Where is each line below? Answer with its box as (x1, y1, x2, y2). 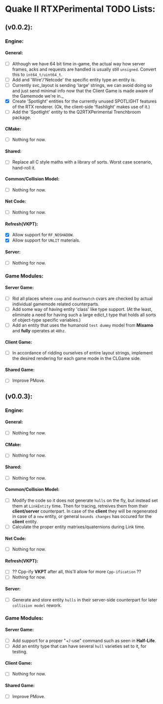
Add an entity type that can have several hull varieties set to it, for (12, 643, 147, 649)
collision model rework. (12, 602, 62, 608)
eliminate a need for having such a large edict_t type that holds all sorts (12, 312, 156, 318)
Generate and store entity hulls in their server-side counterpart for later (12, 596, 158, 602)
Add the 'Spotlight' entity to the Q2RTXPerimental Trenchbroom (12, 109, 141, 115)
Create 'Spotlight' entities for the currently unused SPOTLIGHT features (12, 98, 157, 104)
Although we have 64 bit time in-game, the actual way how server (12, 60, 145, 67)
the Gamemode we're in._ (12, 93, 64, 99)
